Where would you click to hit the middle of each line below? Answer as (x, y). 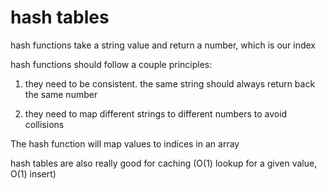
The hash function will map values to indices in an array (125, 143)
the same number (61, 94)
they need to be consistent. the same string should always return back (170, 83)
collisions (44, 124)
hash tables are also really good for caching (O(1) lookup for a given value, (164, 163)
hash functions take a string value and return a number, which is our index (163, 45)
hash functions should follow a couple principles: (111, 64)
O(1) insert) (33, 173)
